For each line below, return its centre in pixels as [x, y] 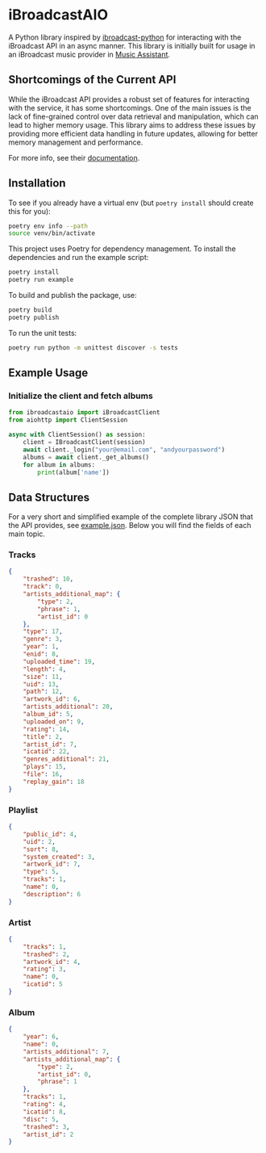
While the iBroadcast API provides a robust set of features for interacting [129, 99]
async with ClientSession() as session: [77, 435]
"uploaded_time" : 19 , [59, 661]
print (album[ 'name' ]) [74, 472]
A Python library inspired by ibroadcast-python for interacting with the [125, 37]
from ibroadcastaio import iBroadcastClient [84, 413]
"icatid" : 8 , [45, 1112]
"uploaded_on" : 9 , [54, 721]
